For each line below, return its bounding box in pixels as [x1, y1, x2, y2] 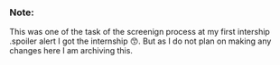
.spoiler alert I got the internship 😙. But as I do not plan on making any [9, 36, 272, 46]
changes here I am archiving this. [9, 45, 134, 56]
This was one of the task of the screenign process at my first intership [9, 27, 271, 37]
